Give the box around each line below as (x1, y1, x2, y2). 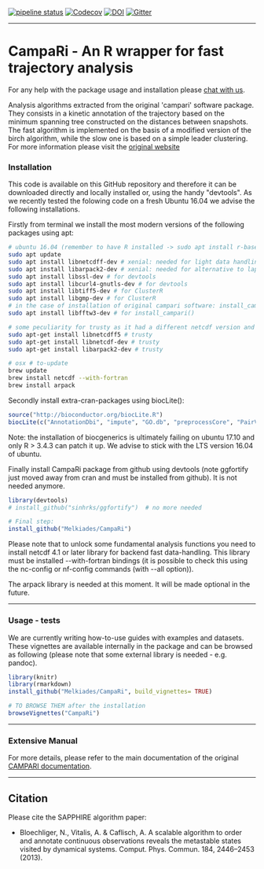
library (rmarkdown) (8, 680, 72, 688)
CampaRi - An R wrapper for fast (8, 42, 224, 61)
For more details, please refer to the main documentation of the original (8, 753, 240, 763)
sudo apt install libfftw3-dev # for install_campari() (8, 309, 195, 318)
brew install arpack (8, 381, 76, 389)
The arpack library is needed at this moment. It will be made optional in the (8, 580, 251, 589)
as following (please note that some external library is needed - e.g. (8, 650, 228, 659)
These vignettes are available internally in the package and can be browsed (8, 641, 253, 650)
